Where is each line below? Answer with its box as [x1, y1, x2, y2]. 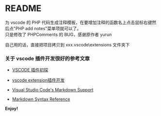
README [5, 3, 42, 14]
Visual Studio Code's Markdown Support [12, 87, 94, 93]
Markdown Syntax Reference [12, 96, 70, 102]
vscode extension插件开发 [12, 77, 65, 83]
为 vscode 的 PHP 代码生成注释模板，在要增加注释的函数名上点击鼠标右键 [5, 19, 152, 25]
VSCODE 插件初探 [12, 67, 48, 73]
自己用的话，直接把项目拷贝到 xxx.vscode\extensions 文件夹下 [5, 42, 130, 47]
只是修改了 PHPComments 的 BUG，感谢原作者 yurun [5, 31, 112, 37]
